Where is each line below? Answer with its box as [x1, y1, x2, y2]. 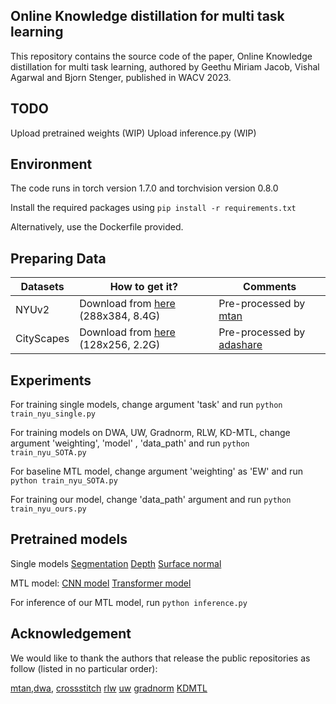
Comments [243, 280, 297, 294]
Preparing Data [10, 250, 107, 267]
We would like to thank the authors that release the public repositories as [10, 652, 311, 664]
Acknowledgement [10, 625, 132, 643]
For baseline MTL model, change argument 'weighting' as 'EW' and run [10, 465, 303, 478]
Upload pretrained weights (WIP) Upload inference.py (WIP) [10, 127, 257, 139]
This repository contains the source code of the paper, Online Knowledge [10, 50, 313, 62]
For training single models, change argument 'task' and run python [10, 399, 283, 411]
